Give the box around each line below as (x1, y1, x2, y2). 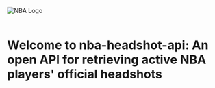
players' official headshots (7, 67, 162, 82)
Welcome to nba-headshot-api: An (7, 38, 209, 53)
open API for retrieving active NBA (7, 52, 207, 68)
